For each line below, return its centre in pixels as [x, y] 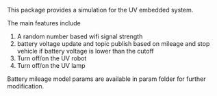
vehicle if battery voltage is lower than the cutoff [85, 51]
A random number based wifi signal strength [80, 36]
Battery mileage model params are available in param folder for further [107, 79]
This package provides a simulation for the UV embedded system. [100, 10]
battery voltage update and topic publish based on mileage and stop [113, 44]
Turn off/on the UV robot [52, 58]
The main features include [44, 23]
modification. [26, 86]
